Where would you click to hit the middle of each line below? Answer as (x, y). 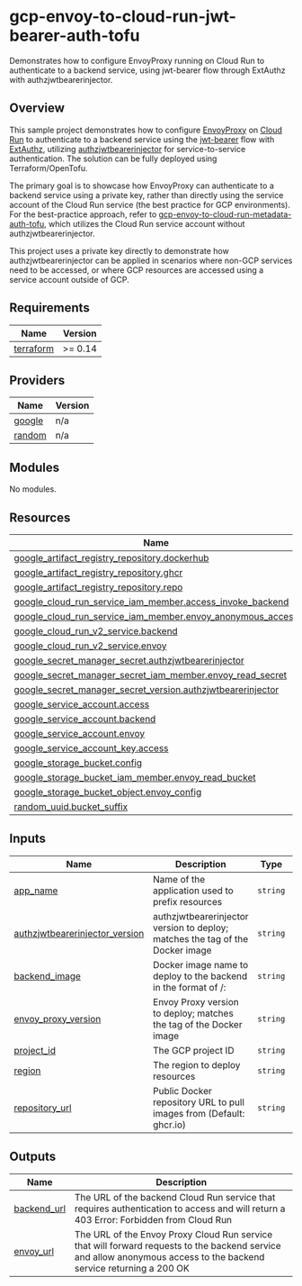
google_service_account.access (82, 704)
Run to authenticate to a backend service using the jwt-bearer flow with (142, 139)
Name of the (179, 879)
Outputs (33, 1157)
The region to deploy (196, 1064)
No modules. (33, 489)
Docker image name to (200, 964)
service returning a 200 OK (132, 1268)
